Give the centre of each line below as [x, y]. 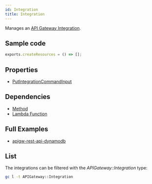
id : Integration [22, 10]
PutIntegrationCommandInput [42, 82]
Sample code [25, 43]
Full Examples [27, 129]
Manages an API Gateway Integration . [43, 28]
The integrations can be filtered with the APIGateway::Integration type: [76, 168]
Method [20, 108]
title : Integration [25, 14]
